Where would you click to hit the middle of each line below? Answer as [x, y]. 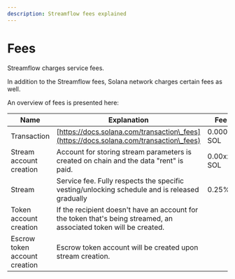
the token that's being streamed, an [115, 218]
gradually [72, 198]
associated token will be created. [111, 227]
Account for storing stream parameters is [124, 151]
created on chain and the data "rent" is [120, 161]
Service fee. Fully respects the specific [120, 181]
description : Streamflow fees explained [67, 14]
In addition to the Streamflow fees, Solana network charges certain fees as [115, 81]
